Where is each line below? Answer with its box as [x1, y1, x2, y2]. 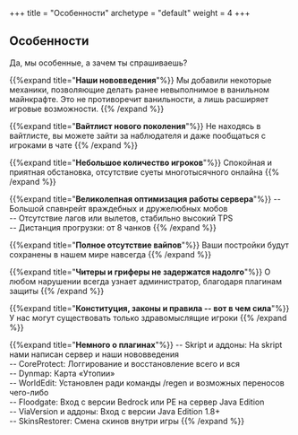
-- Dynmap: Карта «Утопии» [9, 368, 115, 378]
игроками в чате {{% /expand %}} [9, 139, 139, 151]
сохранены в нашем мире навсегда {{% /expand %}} [9, 248, 212, 259]
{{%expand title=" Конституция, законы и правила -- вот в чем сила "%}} [9, 302, 290, 313]
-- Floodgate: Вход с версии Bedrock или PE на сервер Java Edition [9, 396, 265, 407]
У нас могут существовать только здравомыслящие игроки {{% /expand [9, 312, 287, 323]
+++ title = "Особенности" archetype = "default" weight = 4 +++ [9, 8, 251, 18]
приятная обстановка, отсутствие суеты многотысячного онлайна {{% [9, 166, 280, 178]
